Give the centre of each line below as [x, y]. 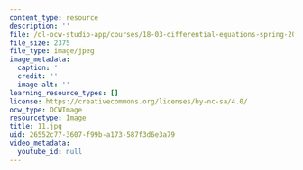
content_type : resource [54, 18]
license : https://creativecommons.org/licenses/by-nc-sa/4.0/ [129, 101]
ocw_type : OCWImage [46, 110]
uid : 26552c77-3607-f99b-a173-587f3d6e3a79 [92, 135]
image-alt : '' [44, 85]
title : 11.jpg [36, 127]
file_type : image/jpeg [52, 51]
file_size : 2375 [40, 43]
